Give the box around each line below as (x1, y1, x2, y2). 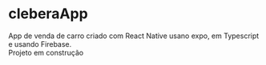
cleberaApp (8, 5, 88, 23)
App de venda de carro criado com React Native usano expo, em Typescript (8, 31, 260, 40)
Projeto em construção (8, 48, 84, 57)
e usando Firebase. (8, 39, 72, 48)
